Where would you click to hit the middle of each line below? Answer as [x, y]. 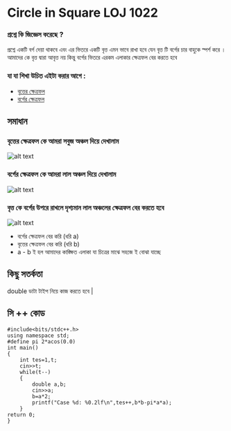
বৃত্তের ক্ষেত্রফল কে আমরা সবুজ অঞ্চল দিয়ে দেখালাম [63, 141]
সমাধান [17, 122]
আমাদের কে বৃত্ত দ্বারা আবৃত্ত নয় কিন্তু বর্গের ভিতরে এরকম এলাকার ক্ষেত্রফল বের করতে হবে [92, 58]
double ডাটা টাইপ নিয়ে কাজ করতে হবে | [50, 291]
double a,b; [50, 384]
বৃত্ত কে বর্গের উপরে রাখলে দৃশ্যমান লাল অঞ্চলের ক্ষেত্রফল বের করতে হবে [86, 207]
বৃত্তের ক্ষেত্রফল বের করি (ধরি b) [48, 244]
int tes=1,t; [38, 360]
